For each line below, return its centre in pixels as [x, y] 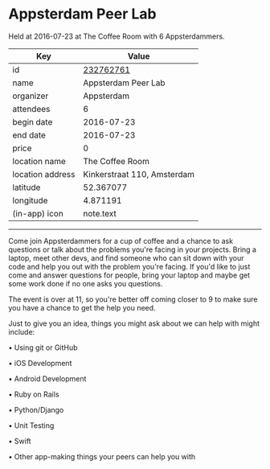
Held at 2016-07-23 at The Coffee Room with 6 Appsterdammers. [117, 36]
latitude [27, 187]
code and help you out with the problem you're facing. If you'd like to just [129, 266]
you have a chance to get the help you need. [82, 307]
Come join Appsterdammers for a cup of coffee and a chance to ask [121, 241]
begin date [33, 121]
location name [39, 161]
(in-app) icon [38, 213]
